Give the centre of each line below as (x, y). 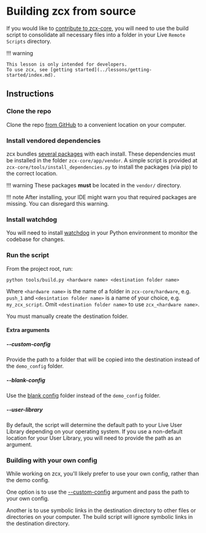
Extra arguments (28, 330)
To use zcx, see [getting (39, 70)
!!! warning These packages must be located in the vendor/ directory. (94, 185)
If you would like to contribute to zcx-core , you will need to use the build (97, 28)
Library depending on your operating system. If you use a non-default (94, 432)
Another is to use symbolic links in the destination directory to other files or (101, 510)
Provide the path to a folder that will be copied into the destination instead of (103, 360)
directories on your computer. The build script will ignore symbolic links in (100, 517)
